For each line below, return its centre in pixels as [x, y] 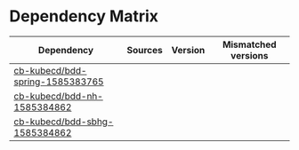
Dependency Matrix [84, 16]
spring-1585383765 [59, 82]
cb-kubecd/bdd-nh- [59, 96]
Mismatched [250, 44]
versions [250, 55]
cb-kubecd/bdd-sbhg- [64, 122]
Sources [145, 50]
